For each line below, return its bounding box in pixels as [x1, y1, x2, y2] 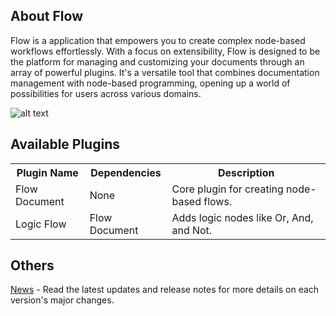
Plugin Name [16, 165, 79, 179]
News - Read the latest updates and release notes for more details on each [10, 284, 320, 296]
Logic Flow [15, 217, 67, 231]
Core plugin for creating [171, 182, 284, 196]
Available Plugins [10, 136, 120, 153]
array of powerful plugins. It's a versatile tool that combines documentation [10, 66, 320, 78]
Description [218, 165, 275, 179]
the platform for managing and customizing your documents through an [10, 55, 305, 68]
